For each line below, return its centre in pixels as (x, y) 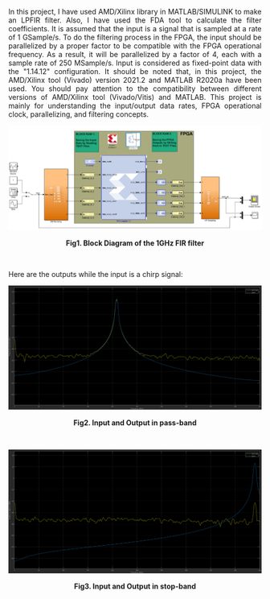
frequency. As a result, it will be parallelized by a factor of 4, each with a (135, 54)
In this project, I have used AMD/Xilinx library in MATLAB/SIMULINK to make (135, 12)
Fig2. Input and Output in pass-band (135, 423)
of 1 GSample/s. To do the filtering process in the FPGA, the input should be (135, 37)
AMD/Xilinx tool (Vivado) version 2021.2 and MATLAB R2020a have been (135, 80)
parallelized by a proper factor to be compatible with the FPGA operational (135, 46)
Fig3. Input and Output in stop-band (135, 586)
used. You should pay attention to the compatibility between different (135, 89)
